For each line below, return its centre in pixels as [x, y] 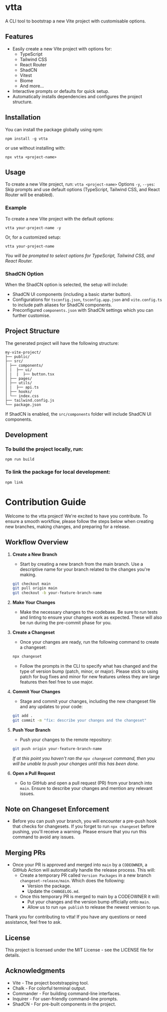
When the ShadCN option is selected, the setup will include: [67, 284]
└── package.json [23, 405]
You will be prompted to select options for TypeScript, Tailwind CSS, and [80, 255]
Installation [23, 118]
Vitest [26, 75]
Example [16, 208]
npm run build [20, 460]
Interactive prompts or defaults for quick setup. [61, 91]
